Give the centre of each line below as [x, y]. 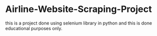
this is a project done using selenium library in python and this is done [79, 23]
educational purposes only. [34, 28]
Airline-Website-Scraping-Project [78, 9]
